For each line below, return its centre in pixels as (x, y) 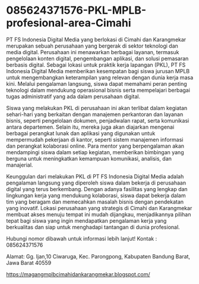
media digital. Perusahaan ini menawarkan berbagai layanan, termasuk (93, 52)
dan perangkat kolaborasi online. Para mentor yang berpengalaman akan (95, 146)
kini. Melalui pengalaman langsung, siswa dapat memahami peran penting (97, 83)
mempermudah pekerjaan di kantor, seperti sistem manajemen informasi (95, 139)
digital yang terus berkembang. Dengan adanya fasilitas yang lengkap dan (97, 189)
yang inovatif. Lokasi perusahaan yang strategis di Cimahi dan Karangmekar (99, 208)
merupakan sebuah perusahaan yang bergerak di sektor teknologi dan (92, 46)
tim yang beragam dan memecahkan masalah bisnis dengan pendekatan (95, 202)
